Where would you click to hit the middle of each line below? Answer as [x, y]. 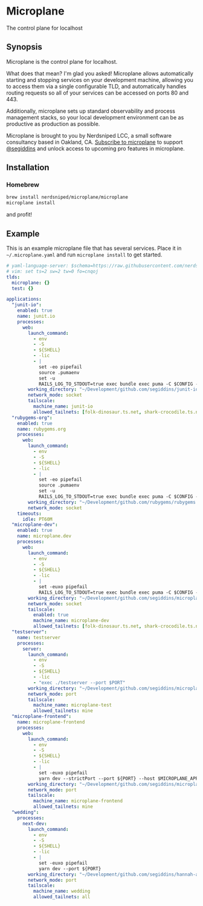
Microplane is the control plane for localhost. [62, 61]
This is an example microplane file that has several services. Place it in [94, 248]
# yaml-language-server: [37, 266]
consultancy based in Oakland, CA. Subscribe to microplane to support [95, 142]
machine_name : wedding [62, 891]
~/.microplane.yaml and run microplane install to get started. [84, 255]
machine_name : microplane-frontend [78, 801]
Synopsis [24, 47]
